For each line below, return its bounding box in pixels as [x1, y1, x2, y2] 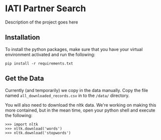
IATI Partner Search [5, 3, 87, 14]
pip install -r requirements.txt [5, 61, 73, 66]
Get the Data [5, 74, 44, 83]
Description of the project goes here [5, 19, 78, 25]
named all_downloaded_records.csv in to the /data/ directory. [5, 93, 130, 98]
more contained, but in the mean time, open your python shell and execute [5, 107, 156, 113]
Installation [5, 33, 40, 42]
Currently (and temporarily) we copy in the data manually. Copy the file [5, 87, 148, 93]
